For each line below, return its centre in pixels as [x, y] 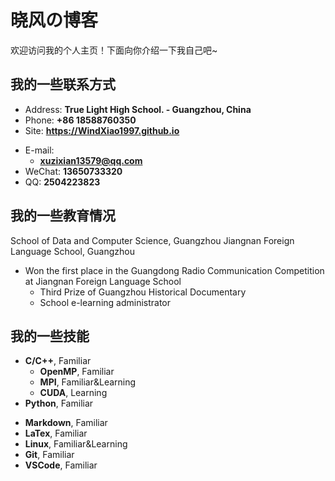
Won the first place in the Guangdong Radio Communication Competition [174, 270]
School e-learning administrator [105, 302]
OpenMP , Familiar [77, 372]
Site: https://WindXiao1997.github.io [102, 130]
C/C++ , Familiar [58, 361]
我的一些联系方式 [63, 84]
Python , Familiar [59, 403]
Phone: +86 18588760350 [80, 120]
